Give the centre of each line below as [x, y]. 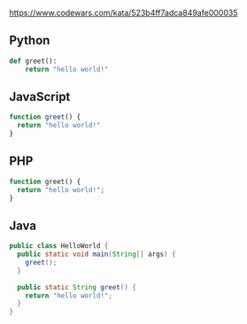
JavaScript [40, 96]
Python [30, 40]
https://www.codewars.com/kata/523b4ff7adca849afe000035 [123, 13]
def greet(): [33, 61]
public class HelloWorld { [59, 246]
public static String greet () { [77, 287]
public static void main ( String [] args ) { [96, 255]
